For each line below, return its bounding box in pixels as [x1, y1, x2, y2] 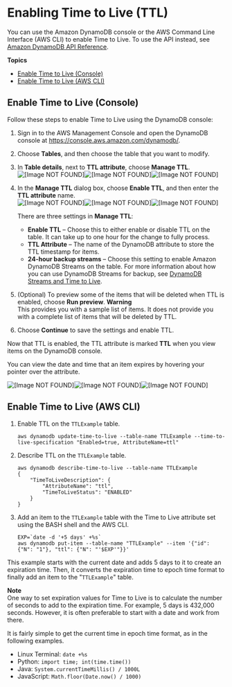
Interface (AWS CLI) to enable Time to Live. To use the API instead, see [7, 35, 210, 43]
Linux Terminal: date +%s [17, 650, 88, 658]
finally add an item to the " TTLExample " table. [7, 573, 134, 581]
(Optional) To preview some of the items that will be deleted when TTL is [17, 290, 225, 299]
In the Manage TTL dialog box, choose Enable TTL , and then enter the [17, 184, 220, 192]
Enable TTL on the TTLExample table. [17, 419, 121, 428]
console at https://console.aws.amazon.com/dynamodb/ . [17, 136, 181, 144]
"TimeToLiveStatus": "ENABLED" [42, 489, 133, 496]
